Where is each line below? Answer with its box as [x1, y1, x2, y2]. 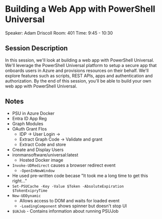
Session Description [5, 44, 68, 52]
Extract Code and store [19, 141, 66, 147]
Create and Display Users [12, 147, 64, 153]
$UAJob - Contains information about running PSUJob [12, 208, 119, 214]
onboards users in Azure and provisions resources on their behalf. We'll [5, 67, 149, 73]
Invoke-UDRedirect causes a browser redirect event [12, 162, 116, 168]
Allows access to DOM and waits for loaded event [19, 197, 120, 203]
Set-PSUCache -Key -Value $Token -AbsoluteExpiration [12, 184, 124, 189]
